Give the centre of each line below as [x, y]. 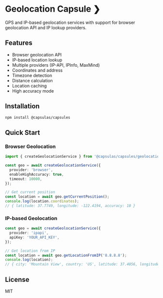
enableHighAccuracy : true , [37, 174]
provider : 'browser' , [31, 170]
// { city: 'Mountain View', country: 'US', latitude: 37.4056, [71, 264]
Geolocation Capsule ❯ [53, 9]
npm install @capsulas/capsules [38, 117]
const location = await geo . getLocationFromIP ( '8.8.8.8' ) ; [66, 255]
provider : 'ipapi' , [29, 233]
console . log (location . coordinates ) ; [42, 201]
